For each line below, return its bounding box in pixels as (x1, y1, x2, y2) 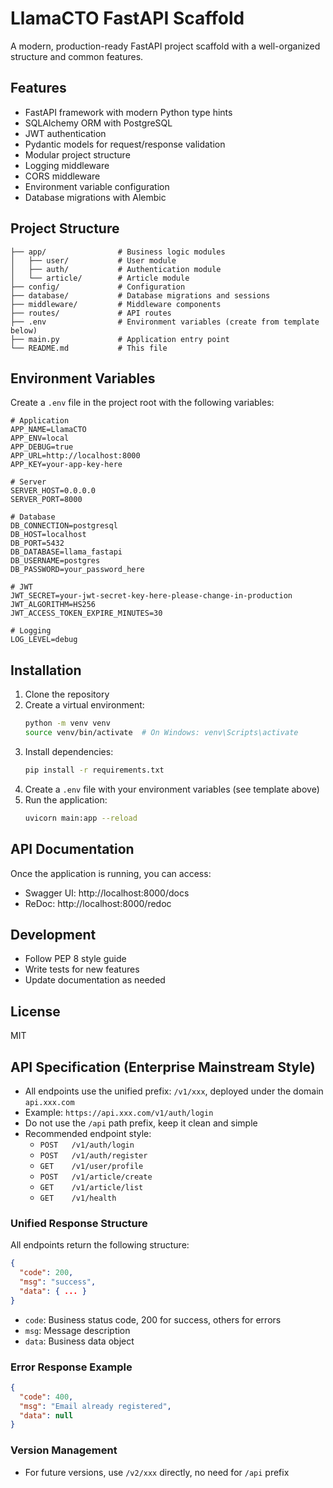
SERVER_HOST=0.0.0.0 (10, 486, 97, 496)
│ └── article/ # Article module (10, 273, 190, 283)
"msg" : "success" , (19, 1277, 97, 1287)
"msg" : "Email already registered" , (19, 1401, 172, 1411)
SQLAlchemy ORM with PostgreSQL (24, 117, 173, 129)
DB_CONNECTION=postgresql (10, 521, 118, 531)
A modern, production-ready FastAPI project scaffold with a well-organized (10, 40, 321, 52)
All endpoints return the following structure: (10, 1239, 190, 1251)
